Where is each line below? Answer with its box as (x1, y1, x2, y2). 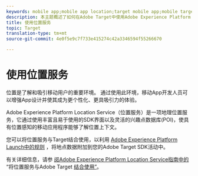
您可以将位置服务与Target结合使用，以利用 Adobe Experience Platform (6, 136, 178, 143)
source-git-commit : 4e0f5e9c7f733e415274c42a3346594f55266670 (6, 36, 162, 42)
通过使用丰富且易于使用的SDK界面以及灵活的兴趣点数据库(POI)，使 (21, 116, 184, 123)
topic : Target (6, 25, 41, 31)
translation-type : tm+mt (6, 31, 67, 36)
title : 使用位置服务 (6, 19, 51, 25)
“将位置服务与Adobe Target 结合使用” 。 (6, 163, 102, 170)
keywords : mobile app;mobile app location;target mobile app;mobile (6, 8, 178, 15)
